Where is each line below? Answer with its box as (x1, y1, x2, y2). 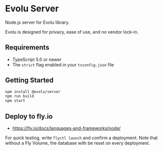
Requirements (5, 43, 49, 52)
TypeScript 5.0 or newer (12, 56, 62, 62)
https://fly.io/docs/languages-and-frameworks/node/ (12, 125, 121, 131)
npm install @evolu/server (5, 89, 61, 94)
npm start (5, 99, 26, 103)
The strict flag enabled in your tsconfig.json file (12, 61, 115, 67)
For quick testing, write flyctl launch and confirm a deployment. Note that (5, 135, 158, 141)
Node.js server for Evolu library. (5, 19, 70, 25)
